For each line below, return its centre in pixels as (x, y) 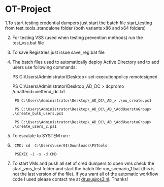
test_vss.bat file (28, 42)
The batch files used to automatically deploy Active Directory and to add (85, 62)
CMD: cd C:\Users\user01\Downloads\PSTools (61, 146)
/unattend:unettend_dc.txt (39, 91)
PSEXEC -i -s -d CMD (35, 154)
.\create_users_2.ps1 (34, 126)
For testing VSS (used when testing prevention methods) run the (78, 37)
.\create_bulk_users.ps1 (38, 113)
